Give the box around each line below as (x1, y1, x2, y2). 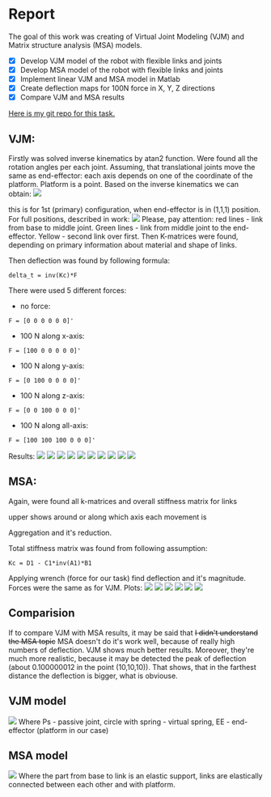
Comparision (8, 606, 75, 620)
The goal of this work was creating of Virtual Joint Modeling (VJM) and (8, 32, 244, 41)
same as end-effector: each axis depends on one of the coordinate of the (8, 171, 253, 180)
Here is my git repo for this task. (8, 108, 116, 118)
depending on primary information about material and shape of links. (8, 240, 237, 250)
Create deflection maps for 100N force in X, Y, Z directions (19, 83, 216, 93)
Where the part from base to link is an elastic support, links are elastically (18, 771, 263, 781)
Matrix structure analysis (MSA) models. (8, 40, 143, 49)
